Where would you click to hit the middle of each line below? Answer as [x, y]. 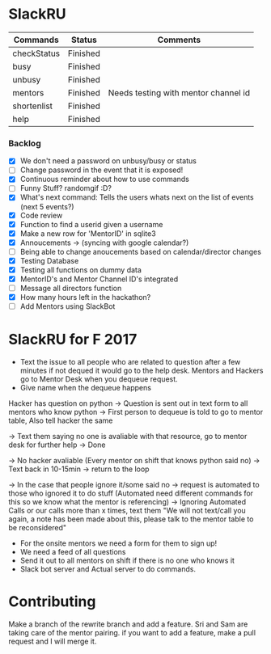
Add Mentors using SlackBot [68, 306]
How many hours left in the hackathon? [85, 297]
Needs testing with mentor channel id [179, 92]
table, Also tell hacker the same [61, 420]
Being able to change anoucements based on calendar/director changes [140, 251]
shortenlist [33, 106]
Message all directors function [71, 289]
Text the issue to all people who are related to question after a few [130, 362]
